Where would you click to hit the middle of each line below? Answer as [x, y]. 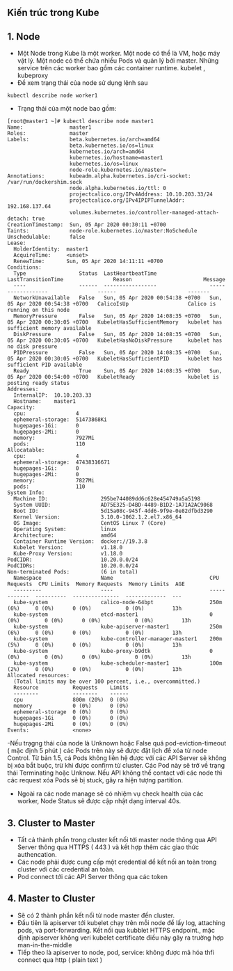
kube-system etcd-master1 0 [113, 615]
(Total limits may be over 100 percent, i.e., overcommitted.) [107, 682]
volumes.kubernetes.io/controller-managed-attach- [144, 213]
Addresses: [23, 389]
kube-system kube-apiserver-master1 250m [118, 627]
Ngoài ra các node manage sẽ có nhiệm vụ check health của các [110, 794]
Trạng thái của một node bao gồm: [67, 109]
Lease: [17, 243]
